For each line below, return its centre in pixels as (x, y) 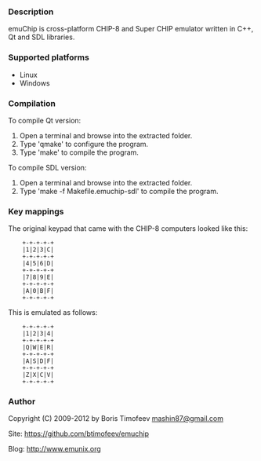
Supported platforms (49, 57)
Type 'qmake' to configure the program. (84, 144)
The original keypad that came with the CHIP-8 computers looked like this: (128, 229)
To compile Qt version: (45, 120)
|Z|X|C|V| (38, 375)
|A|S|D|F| (38, 361)
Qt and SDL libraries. (42, 37)
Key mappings (36, 211)
